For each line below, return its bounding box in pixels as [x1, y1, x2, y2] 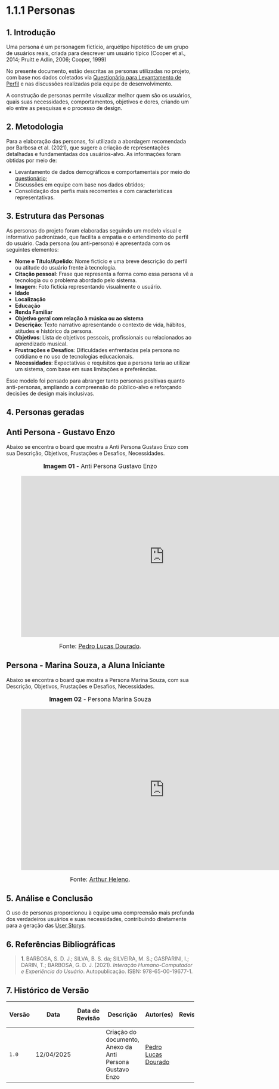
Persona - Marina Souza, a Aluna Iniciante [6, 660, 165, 671]
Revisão [76, 1014, 100, 1023]
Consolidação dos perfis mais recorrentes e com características [14, 187, 173, 194]
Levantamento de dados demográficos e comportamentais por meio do [14, 168, 191, 175]
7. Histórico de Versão [6, 985, 89, 995]
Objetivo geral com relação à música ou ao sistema [14, 314, 144, 322]
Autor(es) [145, 1011, 173, 1019]
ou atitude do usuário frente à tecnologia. [14, 264, 117, 271]
